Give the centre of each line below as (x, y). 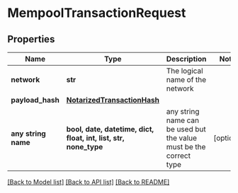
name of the (186, 80)
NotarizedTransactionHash (113, 100)
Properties (31, 39)
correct (178, 156)
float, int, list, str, (96, 138)
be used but (186, 129)
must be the (186, 147)
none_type (85, 147)
